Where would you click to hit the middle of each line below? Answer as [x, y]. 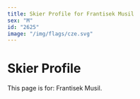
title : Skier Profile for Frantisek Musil [71, 14]
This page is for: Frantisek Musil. [55, 88]
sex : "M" [20, 21]
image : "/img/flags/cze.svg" [50, 34]
